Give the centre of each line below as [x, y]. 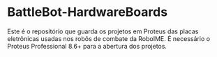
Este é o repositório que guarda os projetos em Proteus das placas [103, 31]
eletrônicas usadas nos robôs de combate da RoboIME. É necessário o [109, 38]
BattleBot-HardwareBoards [88, 12]
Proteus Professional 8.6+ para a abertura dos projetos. [87, 46]
